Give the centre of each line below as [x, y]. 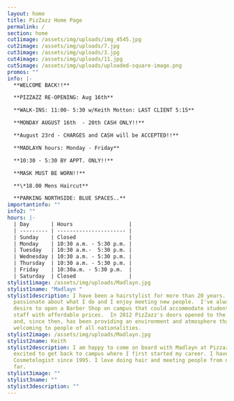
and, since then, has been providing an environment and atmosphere [115, 321]
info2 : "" [22, 211]
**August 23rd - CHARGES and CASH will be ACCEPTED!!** [96, 135]
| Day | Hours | [73, 224]
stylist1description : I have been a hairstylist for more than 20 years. [117, 296]
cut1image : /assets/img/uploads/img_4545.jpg [74, 40]
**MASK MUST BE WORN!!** [49, 173]
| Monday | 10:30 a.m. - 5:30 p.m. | [73, 244]
